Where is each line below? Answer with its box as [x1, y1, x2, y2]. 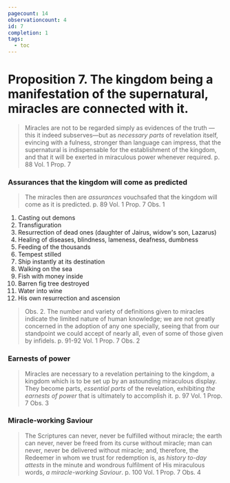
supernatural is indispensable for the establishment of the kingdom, [24, 145, 217, 153]
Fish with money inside [17, 272, 83, 281]
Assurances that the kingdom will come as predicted [8, 177, 188, 186]
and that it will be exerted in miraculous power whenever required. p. [24, 153, 220, 161]
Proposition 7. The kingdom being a [8, 72, 213, 87]
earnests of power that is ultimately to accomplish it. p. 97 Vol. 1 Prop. [24, 391, 223, 400]
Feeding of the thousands [17, 243, 92, 251]
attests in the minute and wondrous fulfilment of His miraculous [24, 460, 205, 469]
